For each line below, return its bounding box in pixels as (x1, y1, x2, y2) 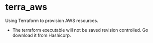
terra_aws (5, 1, 47, 13)
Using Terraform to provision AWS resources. (5, 18, 99, 23)
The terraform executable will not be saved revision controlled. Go (12, 27, 149, 33)
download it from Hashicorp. (12, 32, 71, 38)
